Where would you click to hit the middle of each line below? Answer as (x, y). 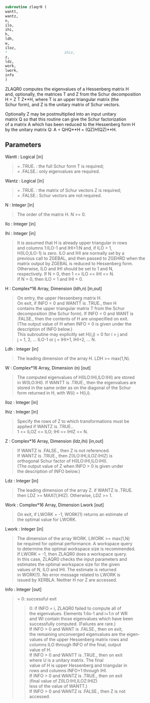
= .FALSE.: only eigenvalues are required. (58, 171)
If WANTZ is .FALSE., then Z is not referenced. (63, 450)
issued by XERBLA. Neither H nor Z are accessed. (67, 580)
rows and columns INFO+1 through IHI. (68, 670)
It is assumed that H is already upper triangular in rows (72, 243)
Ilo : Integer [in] (20, 224)
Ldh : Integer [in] (22, 349)
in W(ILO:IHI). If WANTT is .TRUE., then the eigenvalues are (77, 382)
